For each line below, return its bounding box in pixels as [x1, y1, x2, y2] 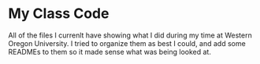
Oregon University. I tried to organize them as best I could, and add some [8, 38, 246, 48]
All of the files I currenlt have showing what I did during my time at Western [8, 30, 252, 40]
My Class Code [8, 5, 110, 23]
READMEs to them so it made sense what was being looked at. [8, 47, 211, 56]
